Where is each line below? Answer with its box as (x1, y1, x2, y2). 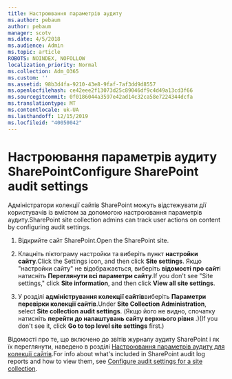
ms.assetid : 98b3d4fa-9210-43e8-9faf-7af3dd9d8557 (8, 81, 156, 88)
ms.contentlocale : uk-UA (8, 106, 79, 113)
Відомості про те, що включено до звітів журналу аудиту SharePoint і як (8, 336, 220, 344)
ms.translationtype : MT (8, 100, 76, 107)
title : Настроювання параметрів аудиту (8, 10, 123, 17)
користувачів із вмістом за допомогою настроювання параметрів (8, 208, 202, 217)
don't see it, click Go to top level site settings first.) (17, 322, 165, 330)
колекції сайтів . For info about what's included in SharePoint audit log (8, 350, 206, 358)
